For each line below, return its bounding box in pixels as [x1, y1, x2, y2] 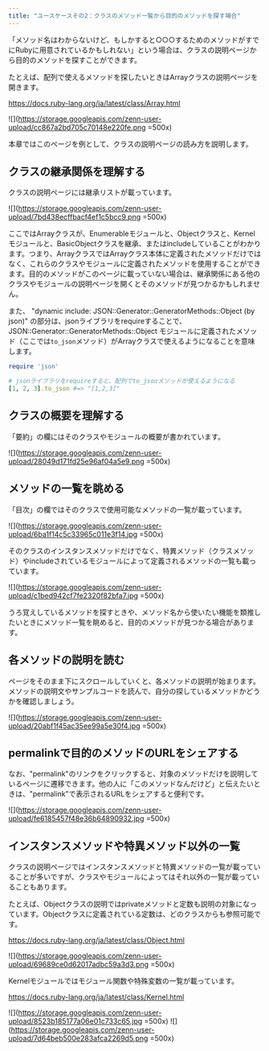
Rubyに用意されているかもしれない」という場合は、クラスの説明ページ [14, 45, 251, 55]
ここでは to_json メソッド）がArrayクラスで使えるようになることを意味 [22, 336, 255, 346]
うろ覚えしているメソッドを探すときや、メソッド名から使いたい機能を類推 [8, 607, 255, 616]
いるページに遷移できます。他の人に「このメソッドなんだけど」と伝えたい [8, 779, 255, 789]
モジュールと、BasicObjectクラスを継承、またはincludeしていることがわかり [8, 239, 262, 249]
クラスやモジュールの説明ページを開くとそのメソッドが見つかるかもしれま [8, 279, 254, 289]
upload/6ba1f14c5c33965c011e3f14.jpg [8, 529, 138, 539]
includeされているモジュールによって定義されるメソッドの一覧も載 [29, 556, 250, 566]
